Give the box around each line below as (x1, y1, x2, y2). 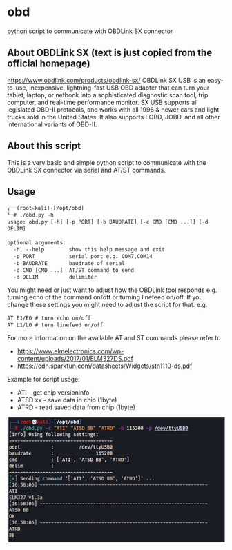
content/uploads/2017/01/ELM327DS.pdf (17, 355, 133, 363)
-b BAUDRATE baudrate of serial (13, 260, 126, 267)
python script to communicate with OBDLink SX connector (7, 27, 173, 35)
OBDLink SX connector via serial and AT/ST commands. (7, 166, 166, 174)
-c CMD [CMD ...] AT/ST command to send (13, 267, 135, 274)
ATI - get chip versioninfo (17, 389, 90, 397)
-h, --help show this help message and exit (13, 246, 166, 253)
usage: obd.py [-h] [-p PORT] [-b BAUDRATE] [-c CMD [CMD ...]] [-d (7, 219, 209, 226)
